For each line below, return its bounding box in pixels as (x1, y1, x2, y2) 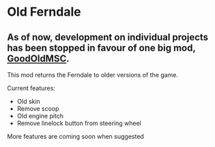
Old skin (16, 97, 41, 105)
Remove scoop (16, 105, 59, 113)
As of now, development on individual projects (7, 31, 209, 43)
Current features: (7, 84, 56, 92)
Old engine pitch (16, 112, 63, 120)
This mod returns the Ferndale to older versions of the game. (7, 71, 179, 79)
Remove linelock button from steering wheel (16, 119, 141, 127)
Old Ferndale (7, 4, 81, 20)
